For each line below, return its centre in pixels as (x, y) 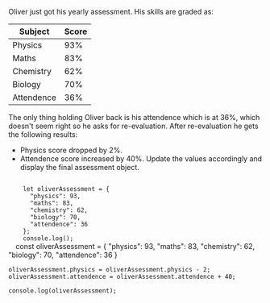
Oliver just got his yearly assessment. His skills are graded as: (111, 12)
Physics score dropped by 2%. (71, 150)
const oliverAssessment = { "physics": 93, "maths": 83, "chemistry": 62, (135, 246)
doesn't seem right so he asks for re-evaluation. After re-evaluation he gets (134, 126)
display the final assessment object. (79, 167)
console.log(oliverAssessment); (62, 291)
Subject (34, 31)
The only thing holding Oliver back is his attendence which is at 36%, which (134, 117)
